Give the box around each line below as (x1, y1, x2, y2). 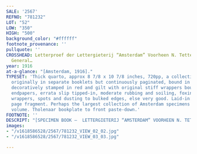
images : (6, 123, 25, 129)
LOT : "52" (6, 19, 30, 25)
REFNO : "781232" (6, 14, 46, 20)
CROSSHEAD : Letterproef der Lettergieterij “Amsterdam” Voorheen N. (6, 52, 177, 58)
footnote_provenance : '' (6, 42, 67, 47)
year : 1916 (6, 63, 33, 69)
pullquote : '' (6, 47, 41, 53)
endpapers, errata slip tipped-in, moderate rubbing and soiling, (11, 90, 177, 96)
